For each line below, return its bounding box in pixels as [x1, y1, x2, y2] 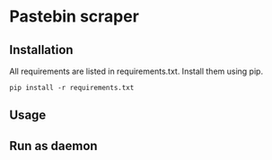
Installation [9, 42, 74, 58]
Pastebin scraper [9, 6, 139, 27]
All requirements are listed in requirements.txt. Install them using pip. [9, 66, 263, 76]
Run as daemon [9, 138, 98, 154]
